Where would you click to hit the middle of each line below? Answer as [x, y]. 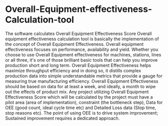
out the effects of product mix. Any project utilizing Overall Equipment [77, 92]
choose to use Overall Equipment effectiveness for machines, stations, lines [83, 55]
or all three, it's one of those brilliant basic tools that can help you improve [81, 60]
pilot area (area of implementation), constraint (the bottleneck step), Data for [84, 102]
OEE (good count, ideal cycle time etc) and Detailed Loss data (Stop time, [81, 108]
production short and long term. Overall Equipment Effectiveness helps [78, 65]
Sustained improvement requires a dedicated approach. [62, 118]
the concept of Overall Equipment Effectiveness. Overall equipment [74, 44]
